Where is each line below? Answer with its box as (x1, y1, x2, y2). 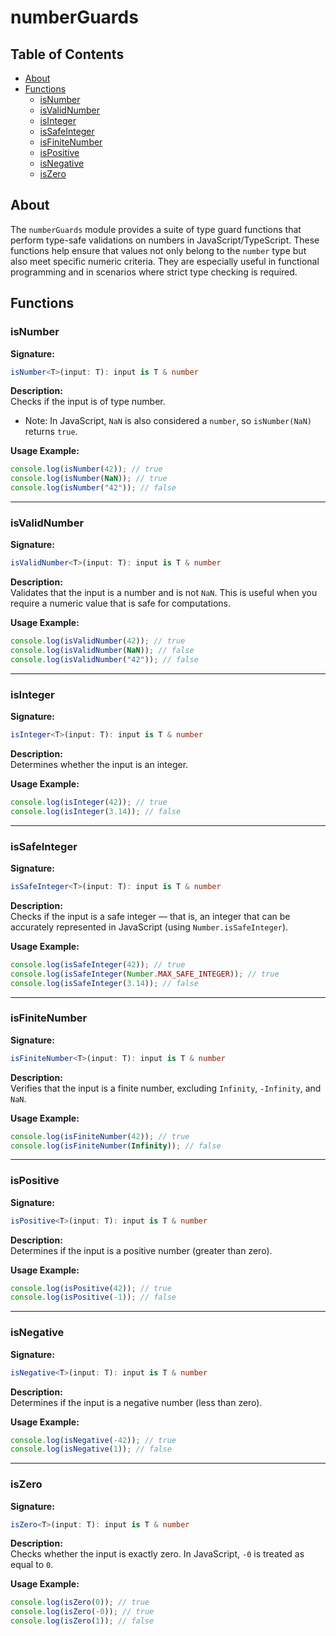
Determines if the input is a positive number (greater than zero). (10, 1244, 273, 1256)
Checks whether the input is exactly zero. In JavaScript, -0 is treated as (10, 1548, 305, 1560)
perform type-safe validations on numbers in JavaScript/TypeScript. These (10, 234, 320, 246)
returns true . (24, 426, 78, 438)
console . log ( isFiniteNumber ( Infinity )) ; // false (10, 1141, 222, 1151)
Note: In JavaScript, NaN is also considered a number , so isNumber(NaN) (24, 415, 313, 427)
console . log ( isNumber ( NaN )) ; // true (10, 474, 168, 484)
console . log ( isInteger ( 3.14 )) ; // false (10, 806, 182, 816)
